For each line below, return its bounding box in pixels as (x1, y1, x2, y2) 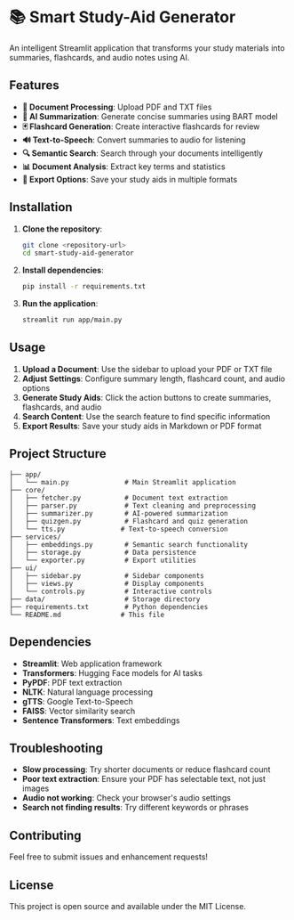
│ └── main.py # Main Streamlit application (9, 477, 237, 486)
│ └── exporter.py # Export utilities (9, 556, 197, 565)
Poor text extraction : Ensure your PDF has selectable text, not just (21, 774, 266, 785)
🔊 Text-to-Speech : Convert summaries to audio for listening (21, 134, 246, 145)
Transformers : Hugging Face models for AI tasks (21, 667, 203, 678)
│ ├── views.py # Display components (9, 579, 204, 588)
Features (9, 77, 60, 94)
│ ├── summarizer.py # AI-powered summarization (9, 509, 228, 517)
